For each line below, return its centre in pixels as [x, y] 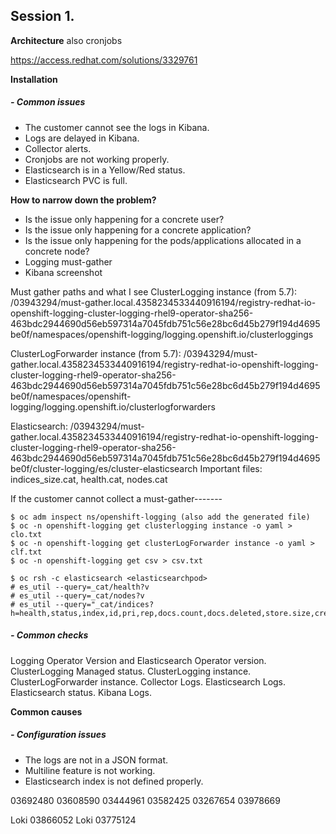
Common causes [46, 711]
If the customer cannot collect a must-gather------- [116, 498]
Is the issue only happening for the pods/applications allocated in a [163, 240]
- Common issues [48, 102]
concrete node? [57, 251]
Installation [34, 79]
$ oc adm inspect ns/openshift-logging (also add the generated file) [160, 517]
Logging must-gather [68, 261]
